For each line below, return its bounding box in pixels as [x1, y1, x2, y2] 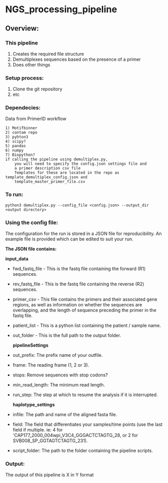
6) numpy [5, 148, 24, 153]
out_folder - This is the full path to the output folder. [12, 332, 121, 339]
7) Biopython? [5, 152, 36, 158]
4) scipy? [5, 139, 26, 144]
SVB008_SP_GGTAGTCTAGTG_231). [12, 438, 88, 444]
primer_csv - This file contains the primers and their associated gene [12, 296, 158, 302]
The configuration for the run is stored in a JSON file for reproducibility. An [5, 231, 162, 237]
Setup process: [5, 74, 44, 81]
